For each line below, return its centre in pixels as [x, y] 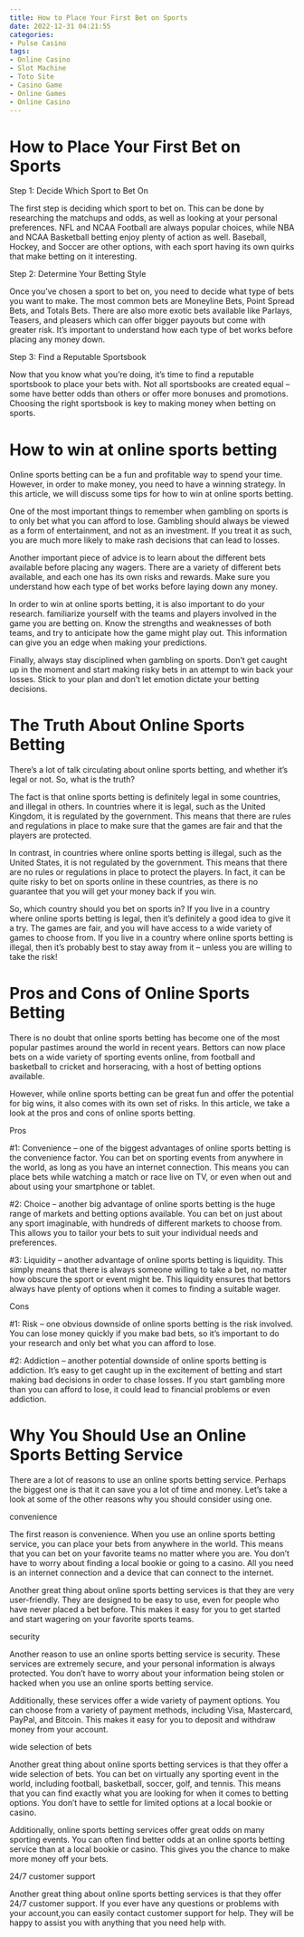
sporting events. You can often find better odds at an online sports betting [147, 1840]
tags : [19, 52]
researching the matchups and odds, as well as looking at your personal [143, 218]
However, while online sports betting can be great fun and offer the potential [152, 1094]
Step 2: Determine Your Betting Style [78, 274]
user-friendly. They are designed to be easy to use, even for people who [144, 1600]
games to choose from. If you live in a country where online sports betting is [152, 938]
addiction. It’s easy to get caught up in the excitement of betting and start [146, 1371]
